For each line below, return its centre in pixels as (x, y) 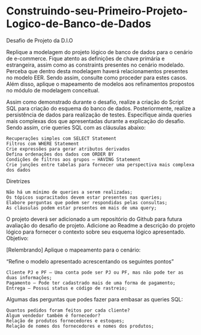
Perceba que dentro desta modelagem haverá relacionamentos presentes (97, 71)
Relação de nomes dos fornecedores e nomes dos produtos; (80, 326)
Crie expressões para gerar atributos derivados (68, 149)
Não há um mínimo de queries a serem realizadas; (70, 192)
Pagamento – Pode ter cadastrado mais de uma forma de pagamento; (91, 283)
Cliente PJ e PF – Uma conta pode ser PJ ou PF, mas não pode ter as (95, 272)
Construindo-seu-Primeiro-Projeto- (97, 11)
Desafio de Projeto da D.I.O (40, 40)
